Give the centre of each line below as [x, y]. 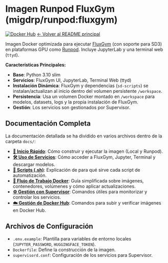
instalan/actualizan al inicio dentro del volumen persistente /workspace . [87, 91]
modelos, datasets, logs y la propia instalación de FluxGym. [75, 102]
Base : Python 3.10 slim [36, 74]
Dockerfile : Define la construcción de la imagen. [64, 250]
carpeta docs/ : [20, 141]
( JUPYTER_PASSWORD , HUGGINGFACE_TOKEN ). [54, 244]
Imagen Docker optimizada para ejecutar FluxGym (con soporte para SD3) [84, 44]
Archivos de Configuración [49, 226]
